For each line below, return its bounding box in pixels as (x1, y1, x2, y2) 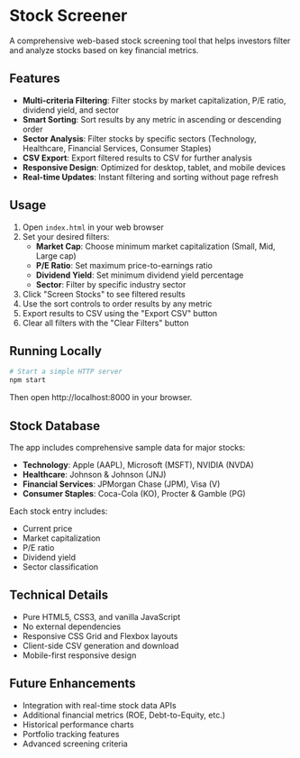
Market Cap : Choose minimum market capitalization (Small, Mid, (35, 241, 277, 251)
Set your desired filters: (22, 231, 110, 242)
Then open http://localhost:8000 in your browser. (9, 392, 193, 403)
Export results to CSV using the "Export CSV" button (22, 307, 218, 318)
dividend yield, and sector (22, 105, 120, 115)
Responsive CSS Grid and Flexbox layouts (22, 630, 178, 641)
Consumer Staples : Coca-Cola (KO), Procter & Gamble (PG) (22, 488, 246, 498)
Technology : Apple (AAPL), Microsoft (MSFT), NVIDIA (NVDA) (22, 459, 254, 470)
